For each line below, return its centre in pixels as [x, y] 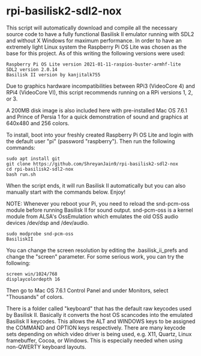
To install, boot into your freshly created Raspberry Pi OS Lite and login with [100, 135]
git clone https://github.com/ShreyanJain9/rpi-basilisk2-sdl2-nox [92, 164]
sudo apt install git [33, 158]
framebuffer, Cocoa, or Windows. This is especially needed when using [94, 340]
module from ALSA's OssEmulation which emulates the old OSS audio [92, 216]
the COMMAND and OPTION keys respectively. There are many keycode [96, 327]
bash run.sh [21, 174]
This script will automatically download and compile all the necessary [92, 28]
